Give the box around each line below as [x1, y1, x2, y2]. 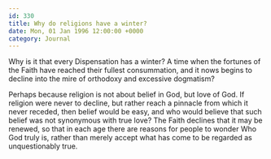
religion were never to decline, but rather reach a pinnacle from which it [8, 98, 248, 108]
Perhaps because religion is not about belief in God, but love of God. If [8, 90, 245, 100]
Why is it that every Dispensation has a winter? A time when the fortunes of [8, 57, 261, 67]
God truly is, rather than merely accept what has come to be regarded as [8, 133, 252, 143]
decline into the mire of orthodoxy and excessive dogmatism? [8, 74, 216, 84]
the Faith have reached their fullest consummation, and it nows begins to [8, 66, 252, 75]
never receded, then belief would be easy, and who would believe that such [8, 107, 262, 117]
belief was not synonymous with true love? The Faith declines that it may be [8, 115, 263, 126]
